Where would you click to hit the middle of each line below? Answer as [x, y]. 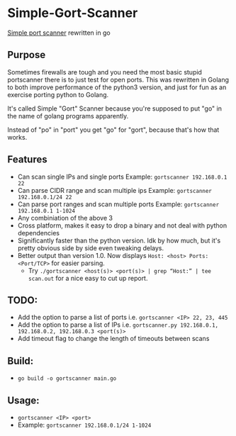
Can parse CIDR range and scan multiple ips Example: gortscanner [115, 190]
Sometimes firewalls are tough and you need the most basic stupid [105, 72]
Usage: [24, 400]
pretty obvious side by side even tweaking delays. [91, 248]
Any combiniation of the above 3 [65, 218]
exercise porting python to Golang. [58, 94]
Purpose [27, 55]
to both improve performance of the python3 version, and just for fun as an [117, 87]
